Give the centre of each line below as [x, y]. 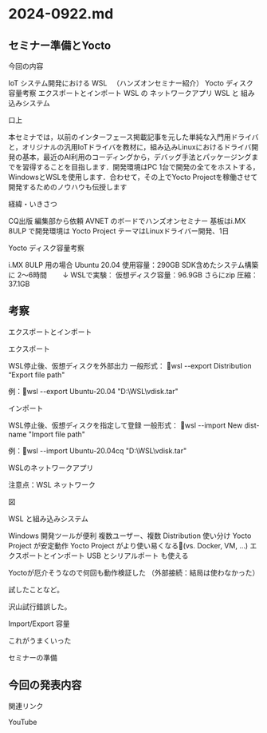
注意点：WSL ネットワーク [52, 484]
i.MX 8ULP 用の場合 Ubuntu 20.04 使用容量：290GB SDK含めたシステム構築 [133, 265]
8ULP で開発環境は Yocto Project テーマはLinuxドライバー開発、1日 [119, 231]
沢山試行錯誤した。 [40, 606]
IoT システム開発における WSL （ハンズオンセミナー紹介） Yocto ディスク [131, 83]
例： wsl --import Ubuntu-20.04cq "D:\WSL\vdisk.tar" [98, 450]
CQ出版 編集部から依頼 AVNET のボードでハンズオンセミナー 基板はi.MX [127, 221]
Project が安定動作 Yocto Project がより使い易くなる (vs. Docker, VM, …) [128, 545]
